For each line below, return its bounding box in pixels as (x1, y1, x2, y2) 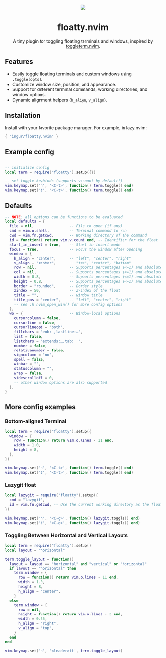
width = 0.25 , (18, 616, 48, 621)
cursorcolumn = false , (14, 315, 61, 321)
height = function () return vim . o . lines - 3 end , (18, 612, 123, 617)
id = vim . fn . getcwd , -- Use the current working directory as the (9, 502, 149, 507)
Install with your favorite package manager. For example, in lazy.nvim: (5, 124, 147, 131)
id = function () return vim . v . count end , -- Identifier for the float (9, 237, 158, 242)
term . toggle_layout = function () (5, 557, 74, 562)
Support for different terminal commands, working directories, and (12, 87, 148, 92)
